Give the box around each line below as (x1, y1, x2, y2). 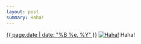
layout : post (6, 8, 39, 15)
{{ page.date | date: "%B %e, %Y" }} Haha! (6, 31, 136, 38)
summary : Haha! (6, 14, 45, 20)
